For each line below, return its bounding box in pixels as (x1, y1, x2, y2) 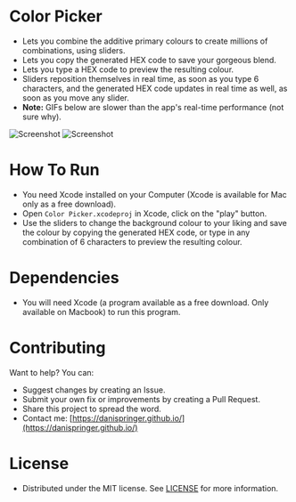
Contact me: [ (21, 412, 73, 424)
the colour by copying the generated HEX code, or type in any (21, 227, 251, 238)
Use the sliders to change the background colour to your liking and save (21, 217, 288, 228)
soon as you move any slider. (21, 92, 129, 103)
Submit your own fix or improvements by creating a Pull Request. (21, 393, 261, 404)
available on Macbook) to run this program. (21, 306, 181, 317)
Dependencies (9, 268, 119, 288)
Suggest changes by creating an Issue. (21, 385, 166, 395)
